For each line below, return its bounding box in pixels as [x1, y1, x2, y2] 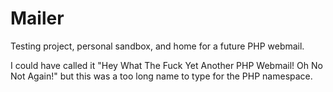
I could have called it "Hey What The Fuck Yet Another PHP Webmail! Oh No [10, 59, 323, 71]
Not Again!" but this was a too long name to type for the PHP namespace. [10, 70, 313, 82]
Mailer [10, 7, 65, 30]
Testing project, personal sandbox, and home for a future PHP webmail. [10, 40, 305, 52]
